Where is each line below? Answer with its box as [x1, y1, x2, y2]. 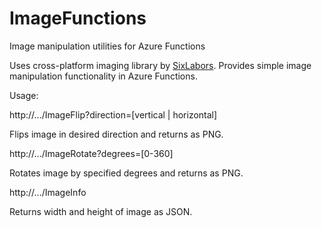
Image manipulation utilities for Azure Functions [9, 40, 206, 52]
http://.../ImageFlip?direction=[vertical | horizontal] [9, 108, 218, 121]
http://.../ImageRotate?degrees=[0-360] [9, 147, 174, 159]
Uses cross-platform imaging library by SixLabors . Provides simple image [9, 59, 312, 71]
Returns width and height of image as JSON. [9, 205, 193, 217]
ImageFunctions [9, 7, 147, 30]
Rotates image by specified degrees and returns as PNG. [9, 167, 244, 179]
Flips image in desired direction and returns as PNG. [9, 128, 224, 140]
